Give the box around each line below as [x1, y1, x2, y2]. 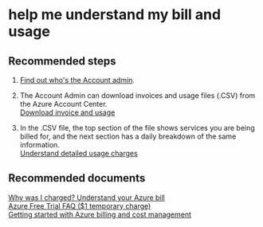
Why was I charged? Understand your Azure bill [8, 193, 166, 202]
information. [19, 140, 60, 149]
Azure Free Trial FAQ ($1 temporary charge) [8, 201, 151, 210]
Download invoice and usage [19, 108, 116, 117]
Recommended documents [8, 171, 146, 185]
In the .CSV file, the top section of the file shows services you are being [19, 123, 255, 132]
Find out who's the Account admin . [19, 76, 135, 84]
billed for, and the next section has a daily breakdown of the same [19, 131, 237, 141]
